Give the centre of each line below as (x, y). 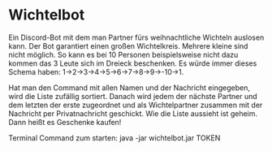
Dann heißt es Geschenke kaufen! (65, 122)
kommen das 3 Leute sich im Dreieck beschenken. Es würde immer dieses (133, 63)
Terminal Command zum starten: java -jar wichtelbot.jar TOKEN (114, 138)
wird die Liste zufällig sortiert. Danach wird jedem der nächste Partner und (133, 96)
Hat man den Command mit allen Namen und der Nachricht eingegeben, (129, 88)
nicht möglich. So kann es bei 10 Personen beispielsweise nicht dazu (123, 54)
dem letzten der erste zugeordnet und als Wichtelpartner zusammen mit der (136, 105)
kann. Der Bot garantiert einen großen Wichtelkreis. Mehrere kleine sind (128, 45)
